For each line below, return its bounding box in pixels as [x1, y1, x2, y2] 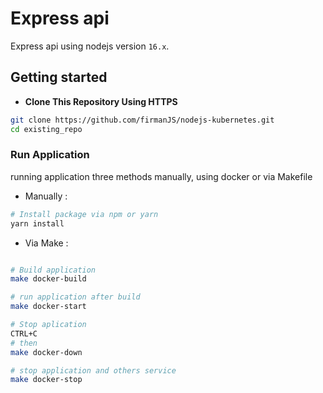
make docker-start [10, 302, 87, 312]
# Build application [10, 265, 97, 275]
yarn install [10, 218, 65, 229]
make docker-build [10, 274, 87, 284]
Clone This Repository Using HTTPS [24, 95, 178, 107]
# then [10, 338, 38, 348]
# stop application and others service [10, 365, 177, 376]
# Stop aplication [10, 320, 87, 330]
